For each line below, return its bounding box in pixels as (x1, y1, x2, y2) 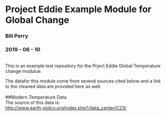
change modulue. (5, 68, 42, 74)
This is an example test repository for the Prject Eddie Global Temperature (5, 63, 161, 69)
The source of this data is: (5, 100, 60, 106)
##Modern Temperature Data (5, 94, 67, 100)
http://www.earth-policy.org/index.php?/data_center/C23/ (5, 105, 127, 111)
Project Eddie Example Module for (5, 4, 152, 15)
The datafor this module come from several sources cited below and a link (5, 78, 161, 84)
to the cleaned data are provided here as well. (5, 84, 102, 90)
